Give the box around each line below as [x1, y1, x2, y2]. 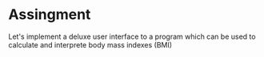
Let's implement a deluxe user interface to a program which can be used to [8, 32, 256, 41]
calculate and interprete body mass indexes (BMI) [8, 40, 173, 49]
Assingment [8, 6, 91, 24]
